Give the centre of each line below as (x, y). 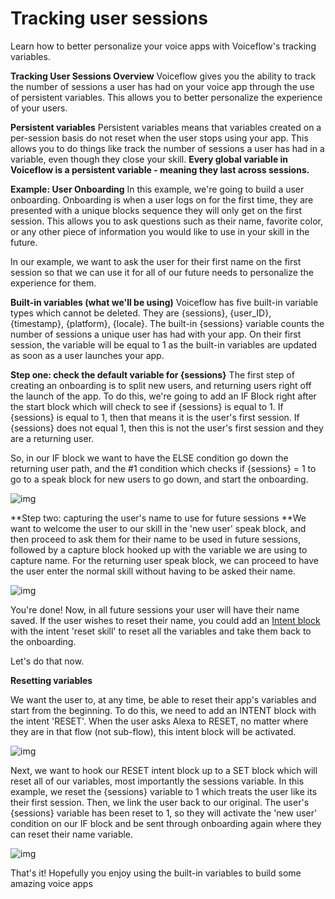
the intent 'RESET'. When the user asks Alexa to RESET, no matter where (159, 721)
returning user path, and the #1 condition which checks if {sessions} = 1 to (163, 468)
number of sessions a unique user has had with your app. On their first (156, 334)
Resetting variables (51, 680)
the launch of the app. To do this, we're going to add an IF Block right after (163, 396)
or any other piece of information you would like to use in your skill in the (160, 231)
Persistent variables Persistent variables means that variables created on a (166, 127)
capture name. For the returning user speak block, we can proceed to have (164, 560)
